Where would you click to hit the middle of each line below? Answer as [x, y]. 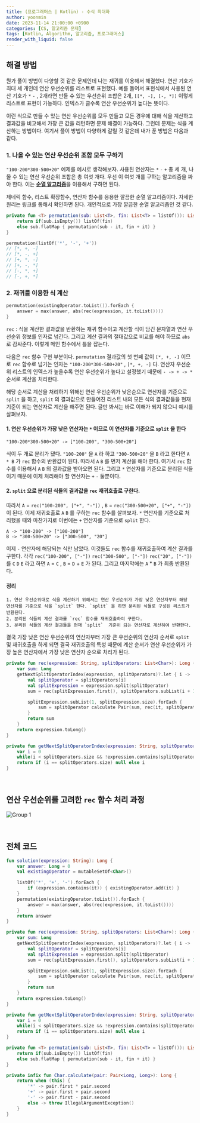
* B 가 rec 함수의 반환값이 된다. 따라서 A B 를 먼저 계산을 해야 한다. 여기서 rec [96, 461]
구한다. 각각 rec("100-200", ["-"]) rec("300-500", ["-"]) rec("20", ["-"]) [99, 556]
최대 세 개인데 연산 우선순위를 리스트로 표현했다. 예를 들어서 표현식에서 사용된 [96, 88]
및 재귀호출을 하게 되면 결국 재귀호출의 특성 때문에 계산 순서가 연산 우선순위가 [96, 645]
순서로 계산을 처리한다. [32, 379]
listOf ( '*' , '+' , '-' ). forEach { [58, 883]
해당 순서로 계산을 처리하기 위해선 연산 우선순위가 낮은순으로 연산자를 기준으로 [97, 391]
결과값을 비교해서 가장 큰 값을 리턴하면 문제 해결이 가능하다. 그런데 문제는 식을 [97, 123]
